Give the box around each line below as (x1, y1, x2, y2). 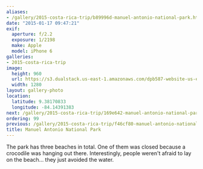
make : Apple (11, 43, 42, 49)
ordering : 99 (6, 115, 39, 121)
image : (6, 65, 23, 71)
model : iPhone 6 (11, 48, 53, 54)
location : (6, 93, 31, 99)
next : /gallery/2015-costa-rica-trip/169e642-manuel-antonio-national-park (6, 110, 201, 116)
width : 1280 (11, 82, 42, 88)
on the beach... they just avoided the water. (6, 156, 114, 163)
